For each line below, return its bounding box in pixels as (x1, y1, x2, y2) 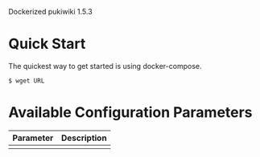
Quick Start (8, 35, 86, 53)
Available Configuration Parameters (8, 103, 253, 122)
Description (60, 132, 107, 143)
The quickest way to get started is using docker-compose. (8, 61, 202, 70)
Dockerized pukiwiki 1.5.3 (8, 7, 93, 16)
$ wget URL (8, 76, 45, 85)
